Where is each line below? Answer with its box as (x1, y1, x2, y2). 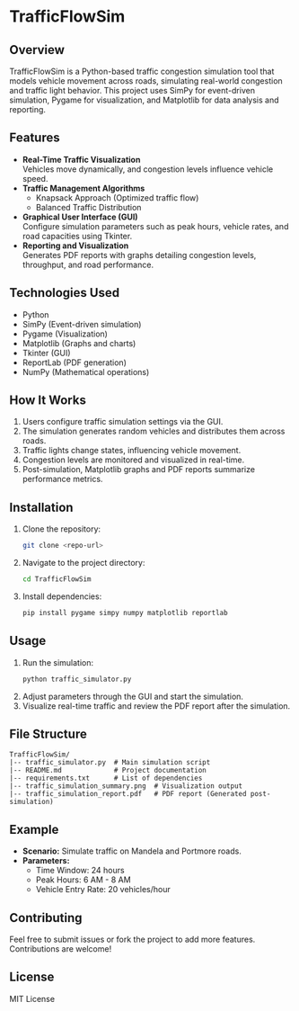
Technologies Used (9, 285, 119, 300)
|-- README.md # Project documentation (9, 766, 207, 775)
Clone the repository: (22, 523, 101, 534)
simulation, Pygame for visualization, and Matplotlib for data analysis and (9, 94, 280, 105)
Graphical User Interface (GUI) (22, 211, 138, 222)
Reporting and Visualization (22, 240, 129, 251)
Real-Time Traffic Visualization (22, 154, 141, 165)
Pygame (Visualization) (22, 328, 108, 339)
